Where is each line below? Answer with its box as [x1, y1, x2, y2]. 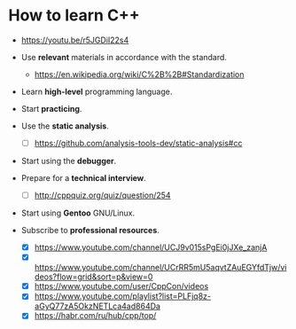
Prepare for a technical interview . [20, 173, 147, 183]
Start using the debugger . [20, 156, 117, 166]
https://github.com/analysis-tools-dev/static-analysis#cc [34, 137, 243, 148]
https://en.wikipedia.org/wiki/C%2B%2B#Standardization [34, 68, 245, 80]
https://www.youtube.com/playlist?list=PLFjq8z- [34, 291, 212, 302]
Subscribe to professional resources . [20, 225, 160, 236]
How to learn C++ [8, 5, 141, 26]
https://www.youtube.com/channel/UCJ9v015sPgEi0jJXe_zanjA [34, 242, 268, 253]
